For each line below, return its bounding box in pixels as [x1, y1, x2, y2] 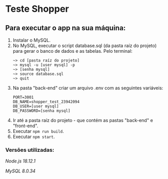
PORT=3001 [12, 95, 34, 100]
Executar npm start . [12, 134, 55, 140]
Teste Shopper [5, 3, 69, 15]
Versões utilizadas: [5, 146, 55, 153]
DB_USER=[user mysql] [12, 104, 59, 109]
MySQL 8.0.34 [5, 168, 36, 174]
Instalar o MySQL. [12, 37, 51, 43]
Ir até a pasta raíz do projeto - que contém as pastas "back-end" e [12, 117, 153, 123]
